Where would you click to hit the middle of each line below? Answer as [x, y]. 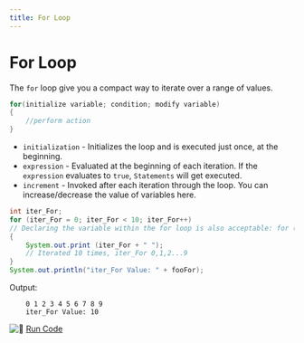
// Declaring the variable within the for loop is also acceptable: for [149, 228]
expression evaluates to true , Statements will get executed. [132, 176]
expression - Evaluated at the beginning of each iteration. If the [140, 166]
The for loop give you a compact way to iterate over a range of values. [141, 88]
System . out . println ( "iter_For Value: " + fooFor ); [107, 271]
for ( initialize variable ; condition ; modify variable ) [115, 104]
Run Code [44, 329]
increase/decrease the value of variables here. [109, 195]
